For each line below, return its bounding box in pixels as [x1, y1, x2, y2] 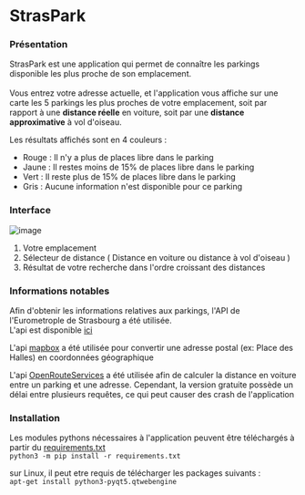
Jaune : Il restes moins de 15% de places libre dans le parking [22, 161, 255, 173]
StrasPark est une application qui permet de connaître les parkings [9, 58, 260, 69]
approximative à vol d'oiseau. [9, 117, 122, 128]
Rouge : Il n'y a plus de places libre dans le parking [22, 152, 214, 163]
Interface [9, 204, 52, 217]
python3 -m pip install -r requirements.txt [9, 452, 181, 461]
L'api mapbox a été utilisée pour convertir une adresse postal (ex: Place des [9, 343, 294, 354]
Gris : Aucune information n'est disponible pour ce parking [22, 181, 243, 192]
